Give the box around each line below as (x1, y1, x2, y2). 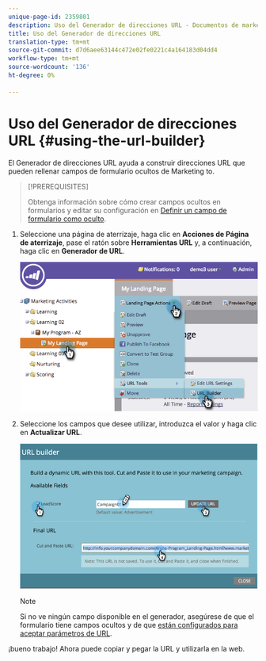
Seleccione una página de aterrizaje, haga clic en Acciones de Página (19, 229, 249, 239)
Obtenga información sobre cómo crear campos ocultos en (27, 197, 222, 206)
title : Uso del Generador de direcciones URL (8, 29, 161, 37)
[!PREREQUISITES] (27, 181, 89, 191)
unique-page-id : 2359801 (8, 13, 90, 21)
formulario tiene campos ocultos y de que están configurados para (19, 620, 238, 629)
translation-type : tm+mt (8, 38, 90, 46)
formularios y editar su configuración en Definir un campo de (27, 205, 227, 215)
